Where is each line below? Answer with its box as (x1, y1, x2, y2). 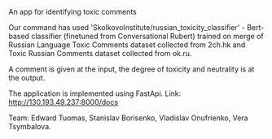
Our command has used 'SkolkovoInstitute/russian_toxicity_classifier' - (8, 23, 246, 32)
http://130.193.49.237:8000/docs (8, 98, 119, 106)
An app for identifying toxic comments (8, 7, 137, 16)
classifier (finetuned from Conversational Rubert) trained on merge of (31, 32, 265, 41)
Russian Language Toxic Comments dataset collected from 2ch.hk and (8, 40, 246, 50)
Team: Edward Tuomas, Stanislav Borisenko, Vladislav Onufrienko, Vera (8, 113, 248, 123)
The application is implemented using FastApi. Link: (8, 89, 182, 98)
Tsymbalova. (8, 122, 51, 131)
